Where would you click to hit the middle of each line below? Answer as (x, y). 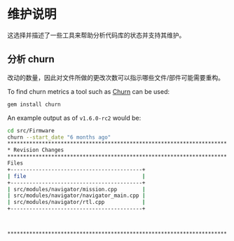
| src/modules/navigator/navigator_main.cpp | (76, 196)
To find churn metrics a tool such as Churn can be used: (89, 91)
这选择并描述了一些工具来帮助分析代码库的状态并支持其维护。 (96, 35)
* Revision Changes (36, 150)
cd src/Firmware (31, 130)
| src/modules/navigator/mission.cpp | (76, 189)
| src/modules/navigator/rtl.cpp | (76, 202)
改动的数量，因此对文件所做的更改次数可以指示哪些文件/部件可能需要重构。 (116, 77)
